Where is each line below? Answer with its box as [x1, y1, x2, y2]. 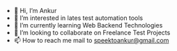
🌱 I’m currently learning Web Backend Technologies [13, 21, 163, 29]
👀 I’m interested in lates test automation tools [13, 14, 144, 22]
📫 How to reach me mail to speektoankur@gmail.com [13, 37, 169, 44]
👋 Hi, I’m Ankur [13, 7, 57, 14]
